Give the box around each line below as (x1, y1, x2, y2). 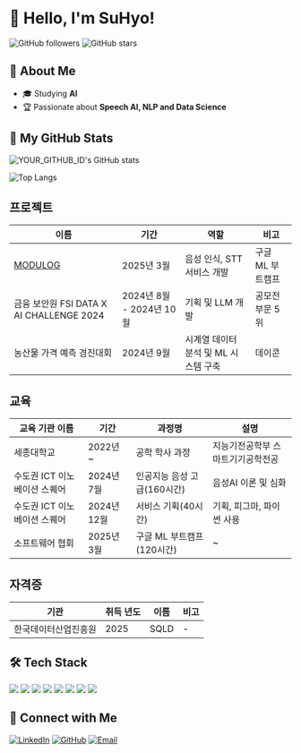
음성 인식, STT (185, 252, 244, 265)
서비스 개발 (185, 266, 229, 278)
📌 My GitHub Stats (9, 131, 114, 146)
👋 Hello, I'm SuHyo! (9, 8, 155, 29)
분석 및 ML (185, 347, 228, 359)
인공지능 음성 (135, 470, 188, 483)
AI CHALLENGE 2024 (13, 309, 105, 321)
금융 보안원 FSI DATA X (13, 297, 107, 310)
